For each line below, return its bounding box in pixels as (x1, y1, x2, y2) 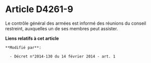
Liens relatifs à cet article (5, 35, 59, 41)
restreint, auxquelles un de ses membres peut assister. (5, 25, 118, 31)
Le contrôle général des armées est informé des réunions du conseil (5, 20, 146, 26)
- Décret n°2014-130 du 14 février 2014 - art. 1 (10, 54, 115, 59)
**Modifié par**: (5, 45, 42, 50)
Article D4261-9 (5, 4, 74, 15)
